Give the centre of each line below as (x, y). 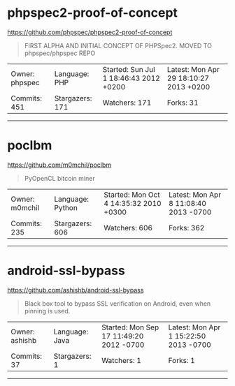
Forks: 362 (187, 228)
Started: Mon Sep (130, 327)
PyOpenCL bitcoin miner (60, 178)
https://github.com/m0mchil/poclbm (59, 165)
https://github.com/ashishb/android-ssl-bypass (76, 290)
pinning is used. (47, 311)
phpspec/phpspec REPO (60, 53)
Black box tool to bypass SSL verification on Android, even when (117, 303)
